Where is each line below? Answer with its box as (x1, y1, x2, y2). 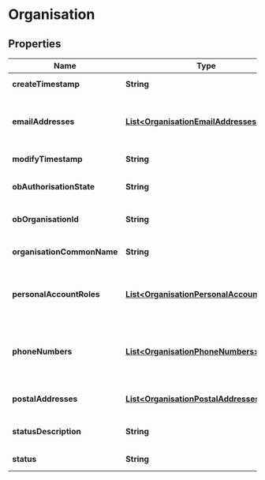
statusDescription (12, 426, 81, 437)
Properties (8, 37, 62, 51)
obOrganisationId (12, 214, 79, 224)
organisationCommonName (12, 246, 118, 257)
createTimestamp (12, 79, 80, 89)
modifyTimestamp (12, 154, 83, 164)
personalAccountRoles (12, 289, 100, 299)
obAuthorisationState (12, 182, 95, 192)
